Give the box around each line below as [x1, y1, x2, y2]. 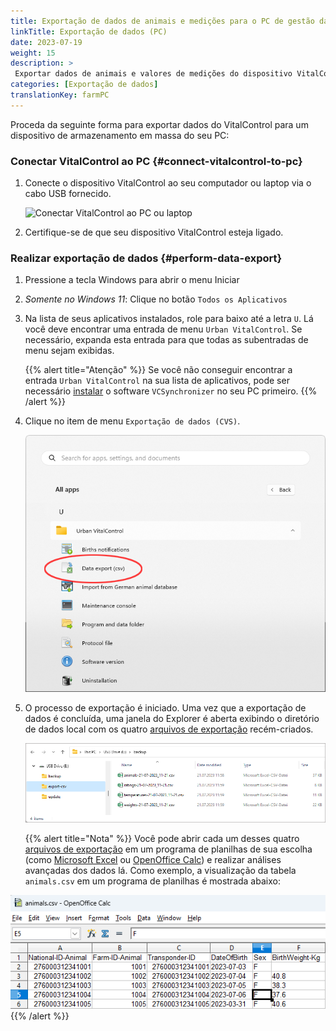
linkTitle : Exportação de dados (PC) [10, 26, 168, 37]
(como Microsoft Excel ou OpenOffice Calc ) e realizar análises [24, 854, 282, 866]
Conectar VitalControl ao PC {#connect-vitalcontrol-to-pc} [10, 154, 303, 168]
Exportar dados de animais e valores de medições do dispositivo [14, 69, 293, 79]
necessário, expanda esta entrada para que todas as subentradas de [24, 334, 309, 346]
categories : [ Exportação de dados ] [10, 80, 159, 90]
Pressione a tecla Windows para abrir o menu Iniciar [24, 274, 240, 286]
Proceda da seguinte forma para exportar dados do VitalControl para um [10, 118, 309, 130]
